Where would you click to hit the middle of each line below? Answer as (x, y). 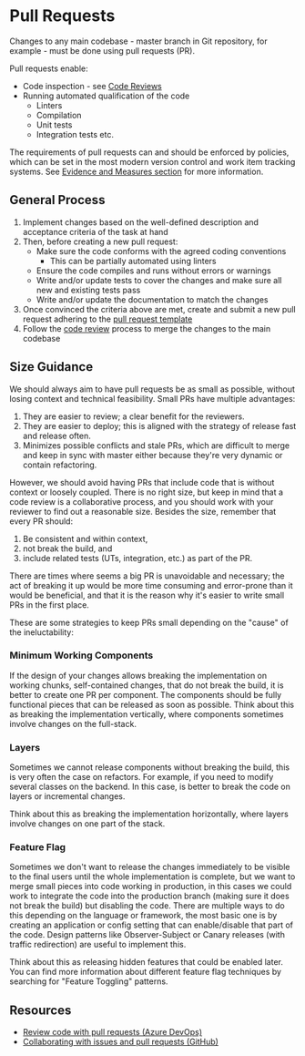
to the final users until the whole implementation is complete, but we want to (152, 877)
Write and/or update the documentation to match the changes (152, 299)
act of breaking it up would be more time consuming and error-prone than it (151, 585)
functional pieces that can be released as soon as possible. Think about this (152, 704)
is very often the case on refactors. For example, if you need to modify (142, 777)
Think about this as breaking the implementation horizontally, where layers (149, 814)
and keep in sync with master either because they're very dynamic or (152, 455)
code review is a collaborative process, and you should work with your (142, 501)
